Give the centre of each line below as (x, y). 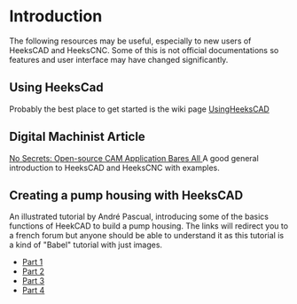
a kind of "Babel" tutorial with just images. (86, 245)
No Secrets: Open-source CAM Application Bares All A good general (134, 158)
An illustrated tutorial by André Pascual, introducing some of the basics (139, 217)
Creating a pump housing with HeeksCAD (126, 195)
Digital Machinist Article (78, 137)
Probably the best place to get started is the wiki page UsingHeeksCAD (140, 109)
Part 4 (33, 291)
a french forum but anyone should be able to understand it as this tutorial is (147, 236)
